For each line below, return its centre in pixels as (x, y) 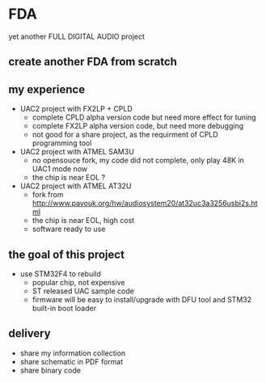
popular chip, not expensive (78, 282)
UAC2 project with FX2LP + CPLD (76, 109)
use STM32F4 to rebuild (60, 274)
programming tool (62, 143)
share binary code (50, 370)
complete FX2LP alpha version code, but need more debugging (138, 126)
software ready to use (69, 229)
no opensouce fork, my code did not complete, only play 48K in (138, 160)
